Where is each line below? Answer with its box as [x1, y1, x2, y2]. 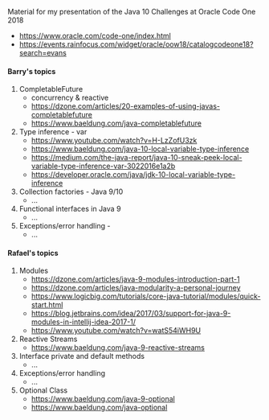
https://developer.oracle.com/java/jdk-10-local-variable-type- [31, 170, 236, 179]
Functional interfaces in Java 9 [18, 204, 121, 214]
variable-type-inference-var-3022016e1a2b [31, 161, 176, 171]
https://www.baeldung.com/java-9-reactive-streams [31, 343, 206, 352]
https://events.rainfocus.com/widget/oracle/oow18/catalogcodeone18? [18, 39, 254, 49]
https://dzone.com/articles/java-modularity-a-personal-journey [31, 283, 242, 293]
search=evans [18, 48, 67, 57]
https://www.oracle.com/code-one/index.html [18, 31, 172, 40]
